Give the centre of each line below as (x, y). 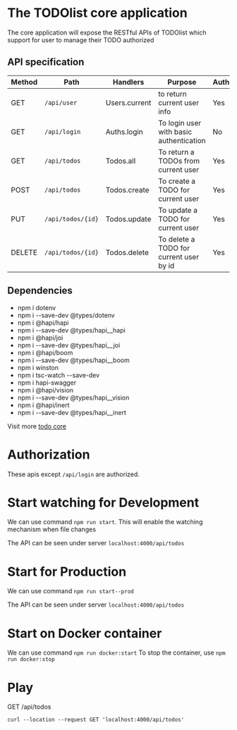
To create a (177, 181)
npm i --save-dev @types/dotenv (66, 315)
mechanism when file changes (52, 529)
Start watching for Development (103, 502)
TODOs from (179, 161)
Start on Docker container (85, 633)
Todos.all (121, 161)
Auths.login (124, 132)
